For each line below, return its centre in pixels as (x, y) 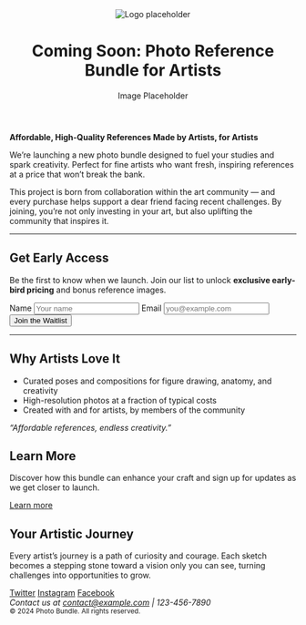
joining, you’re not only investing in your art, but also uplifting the (131, 211)
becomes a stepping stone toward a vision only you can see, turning (138, 566)
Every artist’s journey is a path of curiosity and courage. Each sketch (138, 556)
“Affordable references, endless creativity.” (90, 427)
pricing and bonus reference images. (97, 290)
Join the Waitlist (41, 320)
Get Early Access (59, 258)
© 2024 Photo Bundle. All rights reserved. (75, 611)
